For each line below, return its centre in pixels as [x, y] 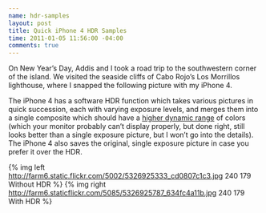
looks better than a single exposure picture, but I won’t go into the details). [131, 135]
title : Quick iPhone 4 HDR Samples [68, 30]
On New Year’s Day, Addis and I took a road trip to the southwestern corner [133, 68]
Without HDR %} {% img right [57, 184]
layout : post [30, 23]
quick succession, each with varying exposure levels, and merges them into [133, 110]
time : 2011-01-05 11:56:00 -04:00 [66, 38]
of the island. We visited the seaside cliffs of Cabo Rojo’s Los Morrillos [124, 77]
